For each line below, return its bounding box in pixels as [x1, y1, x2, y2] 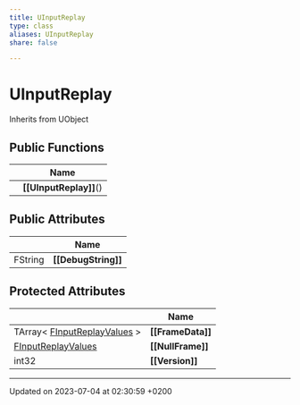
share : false [9, 38, 58, 47]
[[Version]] [150, 354, 198, 367]
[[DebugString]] [53, 253, 122, 266]
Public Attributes [9, 212, 105, 227]
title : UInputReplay [9, 13, 87, 22]
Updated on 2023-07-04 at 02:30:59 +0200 [9, 385, 172, 396]
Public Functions [9, 139, 104, 155]
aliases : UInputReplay [9, 30, 94, 38]
